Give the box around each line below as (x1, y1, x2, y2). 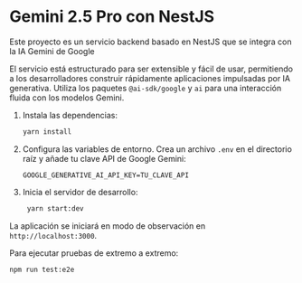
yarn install (22, 127, 72, 137)
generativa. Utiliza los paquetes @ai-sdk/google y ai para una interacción (9, 82, 282, 93)
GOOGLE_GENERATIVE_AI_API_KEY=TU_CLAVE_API (22, 170, 190, 180)
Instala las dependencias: (22, 109, 118, 120)
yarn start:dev (26, 203, 84, 213)
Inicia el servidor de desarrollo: (22, 186, 138, 197)
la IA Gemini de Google (9, 45, 95, 56)
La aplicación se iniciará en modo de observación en (9, 220, 206, 231)
